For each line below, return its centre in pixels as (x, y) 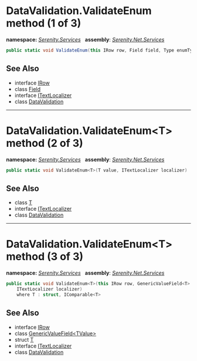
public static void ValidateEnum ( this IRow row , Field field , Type (90, 50)
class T (23, 203)
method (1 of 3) (44, 23)
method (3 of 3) (45, 257)
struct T (24, 339)
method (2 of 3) (45, 143)
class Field (28, 89)
